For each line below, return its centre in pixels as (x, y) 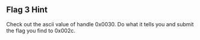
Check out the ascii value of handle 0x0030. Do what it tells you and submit (100, 24)
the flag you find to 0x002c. (41, 30)
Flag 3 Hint (27, 10)
